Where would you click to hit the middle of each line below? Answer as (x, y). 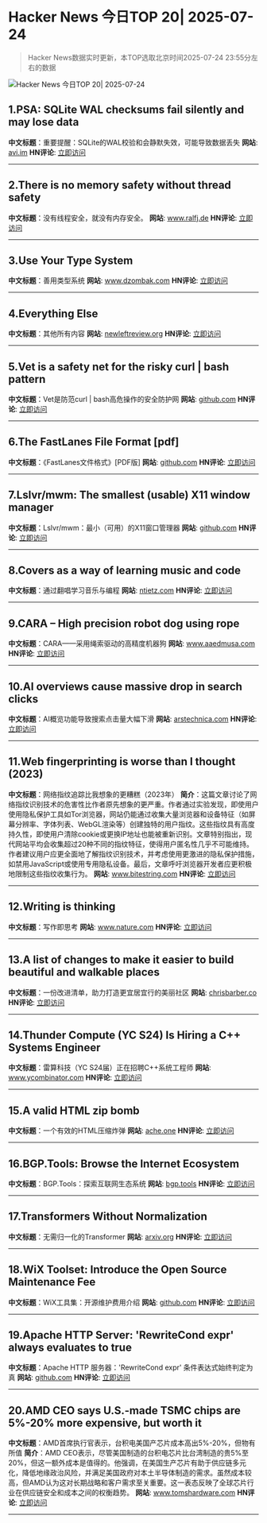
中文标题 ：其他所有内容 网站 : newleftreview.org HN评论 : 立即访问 (115, 334)
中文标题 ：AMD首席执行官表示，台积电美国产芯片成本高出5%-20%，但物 (128, 1443)
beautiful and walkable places (84, 972)
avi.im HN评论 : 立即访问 (47, 152)
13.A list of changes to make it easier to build (121, 960)
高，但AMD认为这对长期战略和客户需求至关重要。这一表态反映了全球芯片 (128, 1482)
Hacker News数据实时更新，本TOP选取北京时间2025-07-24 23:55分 (139, 57)
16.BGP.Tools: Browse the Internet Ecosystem (124, 1164)
